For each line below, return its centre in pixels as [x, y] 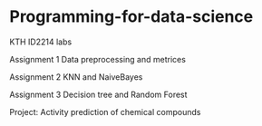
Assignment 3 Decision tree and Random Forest [98, 94]
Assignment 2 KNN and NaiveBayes [76, 77]
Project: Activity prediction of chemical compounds [105, 111]
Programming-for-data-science [131, 17]
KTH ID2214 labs [41, 42]
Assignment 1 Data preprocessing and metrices [97, 59]
